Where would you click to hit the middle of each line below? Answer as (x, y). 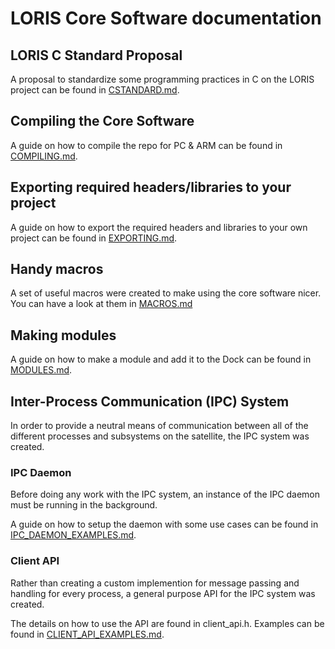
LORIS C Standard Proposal (96, 55)
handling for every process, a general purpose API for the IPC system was (163, 593)
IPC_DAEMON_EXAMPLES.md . (73, 535)
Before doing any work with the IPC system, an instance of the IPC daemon (165, 494)
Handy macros (57, 269)
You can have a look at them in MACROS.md (101, 304)
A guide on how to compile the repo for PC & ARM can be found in (146, 145)
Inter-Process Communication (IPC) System (150, 401)
